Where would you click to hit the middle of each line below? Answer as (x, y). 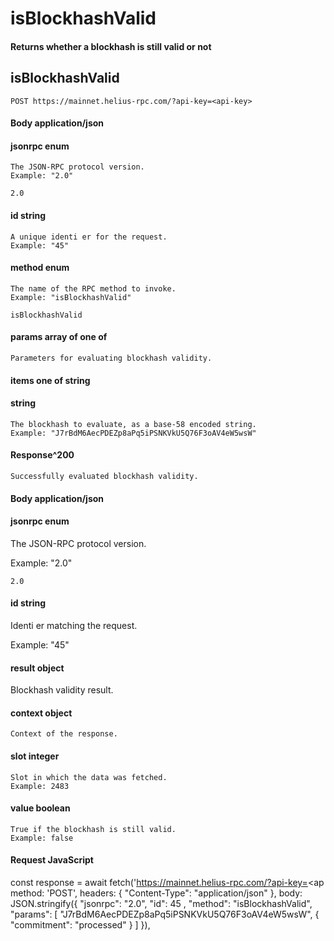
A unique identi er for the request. (89, 237)
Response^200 (42, 455)
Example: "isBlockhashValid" (71, 297)
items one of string (50, 380)
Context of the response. (64, 734)
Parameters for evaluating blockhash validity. (111, 358)
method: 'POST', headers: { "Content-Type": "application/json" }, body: (156, 893)
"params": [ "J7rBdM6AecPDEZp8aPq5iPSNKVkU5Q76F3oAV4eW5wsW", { (165, 914)
